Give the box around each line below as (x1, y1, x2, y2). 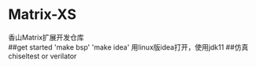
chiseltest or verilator (8, 51, 77, 61)
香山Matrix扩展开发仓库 (8, 32, 84, 42)
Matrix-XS (8, 6, 76, 24)
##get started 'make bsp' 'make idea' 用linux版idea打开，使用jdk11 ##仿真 (8, 42, 249, 52)
